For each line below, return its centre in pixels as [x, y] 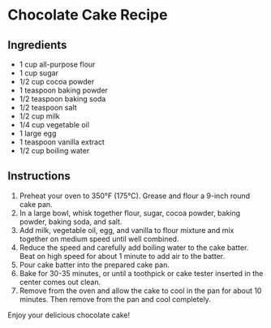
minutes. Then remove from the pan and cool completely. [115, 299]
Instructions [39, 176]
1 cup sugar [39, 73]
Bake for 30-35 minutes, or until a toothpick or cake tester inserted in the [141, 273]
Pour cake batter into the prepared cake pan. [94, 265]
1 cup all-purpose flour [57, 64]
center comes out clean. [60, 282]
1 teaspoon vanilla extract [62, 142]
